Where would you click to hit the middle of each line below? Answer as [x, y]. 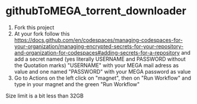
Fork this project [34, 27]
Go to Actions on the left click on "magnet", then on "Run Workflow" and [102, 78]
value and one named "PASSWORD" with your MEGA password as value [102, 71]
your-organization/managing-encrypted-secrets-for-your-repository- [99, 46]
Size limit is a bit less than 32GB [45, 96]
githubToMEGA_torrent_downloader [96, 11]
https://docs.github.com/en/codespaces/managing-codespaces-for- [99, 40]
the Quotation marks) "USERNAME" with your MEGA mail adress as [96, 65]
